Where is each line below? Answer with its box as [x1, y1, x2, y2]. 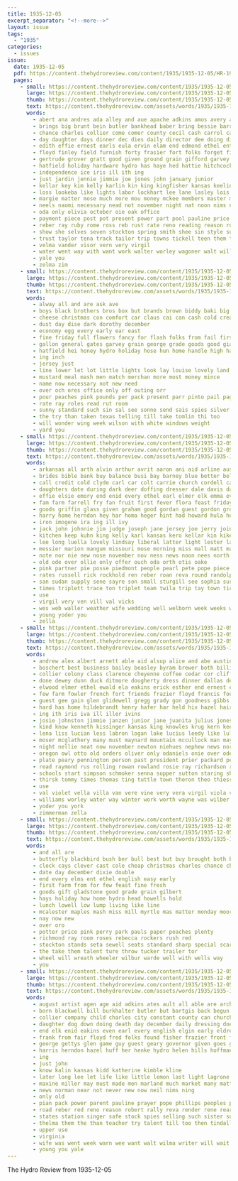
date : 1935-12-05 [13, 63, 65, 70]
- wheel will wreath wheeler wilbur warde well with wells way [33, 954, 223, 962]
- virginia [33, 1133, 65, 1140]
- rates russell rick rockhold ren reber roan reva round [33, 572, 208, 579]
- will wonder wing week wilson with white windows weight [33, 420, 211, 427]
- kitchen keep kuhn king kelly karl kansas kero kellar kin [33, 532, 217, 539]
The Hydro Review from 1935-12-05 [7, 1165, 112, 1174]
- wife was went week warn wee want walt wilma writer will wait [33, 1139, 230, 1147]
